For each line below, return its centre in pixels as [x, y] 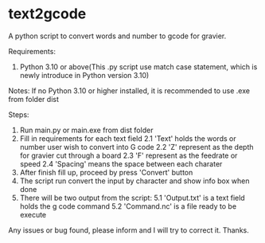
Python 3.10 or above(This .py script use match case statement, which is [138, 67]
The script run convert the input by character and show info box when [134, 181]
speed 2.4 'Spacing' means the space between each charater [121, 163]
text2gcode [47, 14]
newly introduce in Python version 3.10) [84, 75]
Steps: [19, 114]
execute [33, 214]
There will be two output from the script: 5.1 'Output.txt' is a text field [132, 198]
